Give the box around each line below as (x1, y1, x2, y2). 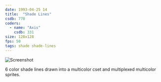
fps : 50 (5, 39, 21, 44)
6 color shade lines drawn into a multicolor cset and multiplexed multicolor (5, 66, 157, 72)
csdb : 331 (14, 30, 34, 35)
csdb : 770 (5, 16, 26, 21)
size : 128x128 (5, 35, 34, 40)
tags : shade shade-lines (5, 43, 56, 48)
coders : (5, 20, 21, 26)
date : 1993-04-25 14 (5, 7, 48, 12)
